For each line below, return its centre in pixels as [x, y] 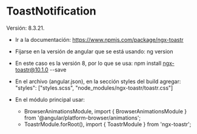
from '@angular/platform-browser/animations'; [82, 118]
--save [58, 69]
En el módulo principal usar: [50, 99]
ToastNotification [51, 11]
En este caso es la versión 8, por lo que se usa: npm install [88, 63]
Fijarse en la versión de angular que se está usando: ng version [94, 51]
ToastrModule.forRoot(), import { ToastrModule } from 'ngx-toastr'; [108, 124]
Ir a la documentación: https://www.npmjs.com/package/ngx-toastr [99, 39]
